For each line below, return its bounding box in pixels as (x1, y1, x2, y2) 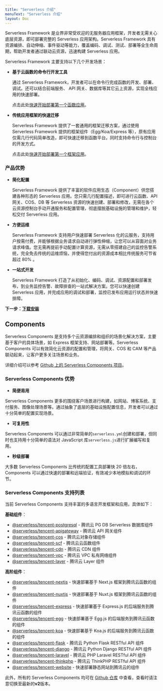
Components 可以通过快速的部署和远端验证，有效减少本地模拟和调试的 (5, 469, 147, 475)
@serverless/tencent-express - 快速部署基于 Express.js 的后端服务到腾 (12, 603, 154, 609)
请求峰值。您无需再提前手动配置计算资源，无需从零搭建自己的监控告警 (12, 244, 153, 250)
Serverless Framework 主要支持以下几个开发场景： (5, 59, 107, 65)
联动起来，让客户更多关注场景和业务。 (5, 352, 81, 358)
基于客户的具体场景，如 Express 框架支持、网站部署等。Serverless (5, 339, 138, 346)
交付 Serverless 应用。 (16, 211, 62, 217)
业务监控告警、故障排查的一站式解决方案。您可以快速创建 (25, 283, 140, 289)
